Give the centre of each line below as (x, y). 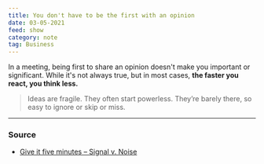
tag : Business (31, 45)
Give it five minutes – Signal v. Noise (78, 152)
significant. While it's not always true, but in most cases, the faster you (123, 75)
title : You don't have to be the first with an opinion (101, 15)
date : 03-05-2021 (37, 23)
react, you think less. (43, 84)
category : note (33, 37)
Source (22, 135)
